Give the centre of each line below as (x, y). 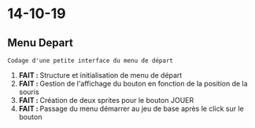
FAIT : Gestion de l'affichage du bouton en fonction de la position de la (133, 84)
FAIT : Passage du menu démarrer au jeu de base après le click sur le (131, 108)
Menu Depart (41, 43)
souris (29, 92)
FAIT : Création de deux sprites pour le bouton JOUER (106, 100)
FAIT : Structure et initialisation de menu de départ (100, 75)
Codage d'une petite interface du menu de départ (91, 60)
